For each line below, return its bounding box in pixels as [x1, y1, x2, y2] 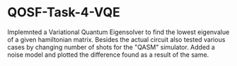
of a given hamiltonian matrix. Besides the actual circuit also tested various [7, 35, 226, 43]
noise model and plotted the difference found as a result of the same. [7, 50, 209, 59]
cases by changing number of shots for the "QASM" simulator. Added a [7, 43, 216, 51]
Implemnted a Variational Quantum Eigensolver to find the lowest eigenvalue [7, 28, 230, 36]
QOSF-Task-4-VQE [7, 4, 120, 21]
